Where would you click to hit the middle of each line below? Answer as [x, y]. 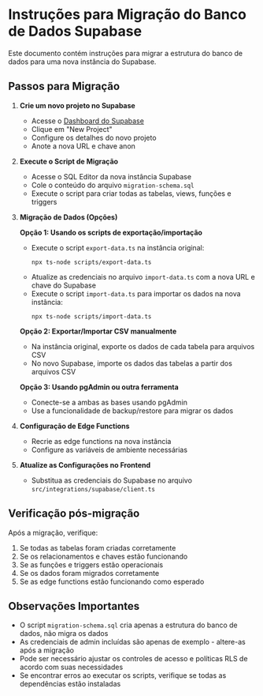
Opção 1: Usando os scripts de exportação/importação [111, 232]
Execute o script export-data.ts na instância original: [118, 247]
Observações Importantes [74, 606]
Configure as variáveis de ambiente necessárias [109, 450]
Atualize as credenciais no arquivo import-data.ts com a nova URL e [143, 277]
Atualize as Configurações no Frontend [85, 465]
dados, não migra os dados [64, 634]
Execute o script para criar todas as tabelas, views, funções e [131, 193]
